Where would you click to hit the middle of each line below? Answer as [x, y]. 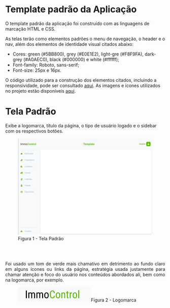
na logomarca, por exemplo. [35, 280]
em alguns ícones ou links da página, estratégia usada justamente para [85, 269]
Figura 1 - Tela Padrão [41, 238]
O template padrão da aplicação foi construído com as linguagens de [77, 23]
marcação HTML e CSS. [30, 29]
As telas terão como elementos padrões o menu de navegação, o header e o [85, 39]
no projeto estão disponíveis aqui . [41, 91]
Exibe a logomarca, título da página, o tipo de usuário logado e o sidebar [81, 125]
